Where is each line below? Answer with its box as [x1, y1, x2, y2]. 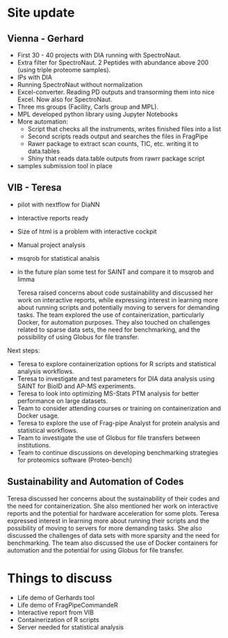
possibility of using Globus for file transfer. [17, 332, 140, 341]
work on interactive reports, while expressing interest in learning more [17, 295, 218, 304]
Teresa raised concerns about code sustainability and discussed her [17, 288, 213, 297]
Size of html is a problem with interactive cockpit [17, 227, 157, 236]
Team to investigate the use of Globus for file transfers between [17, 433, 200, 442]
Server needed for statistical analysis [17, 623, 124, 631]
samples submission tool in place [17, 162, 113, 170]
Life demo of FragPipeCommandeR [17, 600, 118, 609]
